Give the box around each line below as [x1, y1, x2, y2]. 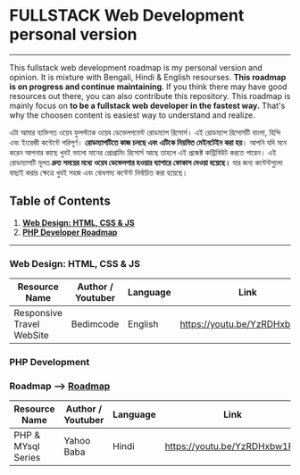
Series [13, 452, 41, 464]
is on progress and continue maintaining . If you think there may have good [9, 81, 287, 92]
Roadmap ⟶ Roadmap [9, 379, 111, 392]
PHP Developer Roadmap [21, 227, 118, 237]
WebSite [13, 329, 49, 342]
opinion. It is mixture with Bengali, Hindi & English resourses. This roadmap [9, 71, 287, 82]
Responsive [13, 307, 63, 320]
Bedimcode [71, 318, 120, 330]
